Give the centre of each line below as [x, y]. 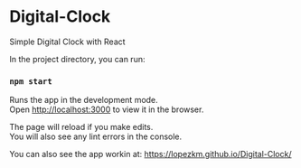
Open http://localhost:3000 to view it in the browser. [107, 109]
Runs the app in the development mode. [84, 100]
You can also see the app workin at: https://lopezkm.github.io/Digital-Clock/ [150, 154]
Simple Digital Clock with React [67, 42]
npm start [31, 81]
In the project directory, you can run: [77, 59]
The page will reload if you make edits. [81, 127]
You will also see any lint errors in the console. [96, 136]
